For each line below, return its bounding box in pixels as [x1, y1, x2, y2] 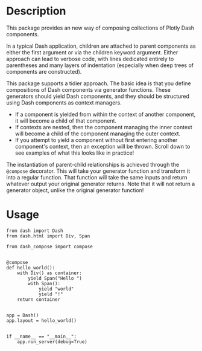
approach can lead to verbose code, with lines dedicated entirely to [6, 55, 174, 62]
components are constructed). [6, 68, 82, 75]
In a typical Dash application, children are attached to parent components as [6, 42, 196, 50]
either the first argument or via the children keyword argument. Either [6, 48, 178, 56]
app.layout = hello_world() [6, 317, 77, 324]
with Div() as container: [17, 270, 83, 276]
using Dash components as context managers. [6, 98, 122, 106]
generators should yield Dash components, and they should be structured [6, 92, 190, 100]
